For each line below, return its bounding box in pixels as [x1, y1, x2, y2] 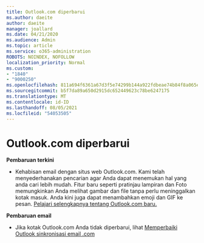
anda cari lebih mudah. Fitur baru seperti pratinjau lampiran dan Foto [15, 181, 187, 188]
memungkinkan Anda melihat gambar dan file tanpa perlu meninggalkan [15, 187, 195, 195]
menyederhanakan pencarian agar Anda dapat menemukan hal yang [15, 175, 187, 182]
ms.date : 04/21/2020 [6, 32, 59, 38]
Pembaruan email [6, 212, 52, 219]
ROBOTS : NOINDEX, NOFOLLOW [6, 54, 75, 60]
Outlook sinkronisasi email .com [15, 230, 95, 238]
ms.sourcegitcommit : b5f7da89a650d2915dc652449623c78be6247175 [6, 88, 170, 94]
